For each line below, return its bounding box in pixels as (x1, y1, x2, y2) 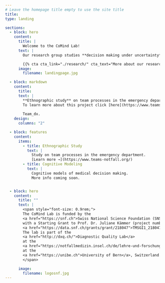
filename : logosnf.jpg (23, 271, 69, 276)
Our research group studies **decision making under (23, 53, 133, 58)
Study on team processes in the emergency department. (31, 153, 146, 157)
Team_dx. (23, 112, 41, 117)
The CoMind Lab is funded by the (23, 212, 91, 217)
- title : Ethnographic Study (23, 143, 82, 148)
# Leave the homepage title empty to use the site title (5, 7, 124, 12)
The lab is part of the (23, 230, 71, 235)
